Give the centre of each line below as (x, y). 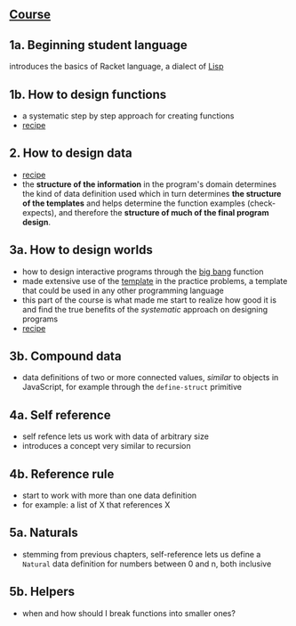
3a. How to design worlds (81, 250)
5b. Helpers (42, 592)
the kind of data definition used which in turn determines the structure (152, 193)
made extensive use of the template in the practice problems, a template (155, 280)
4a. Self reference (60, 415)
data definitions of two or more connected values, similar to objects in (150, 378)
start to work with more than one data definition (109, 496)
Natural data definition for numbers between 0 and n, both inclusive (147, 564)
